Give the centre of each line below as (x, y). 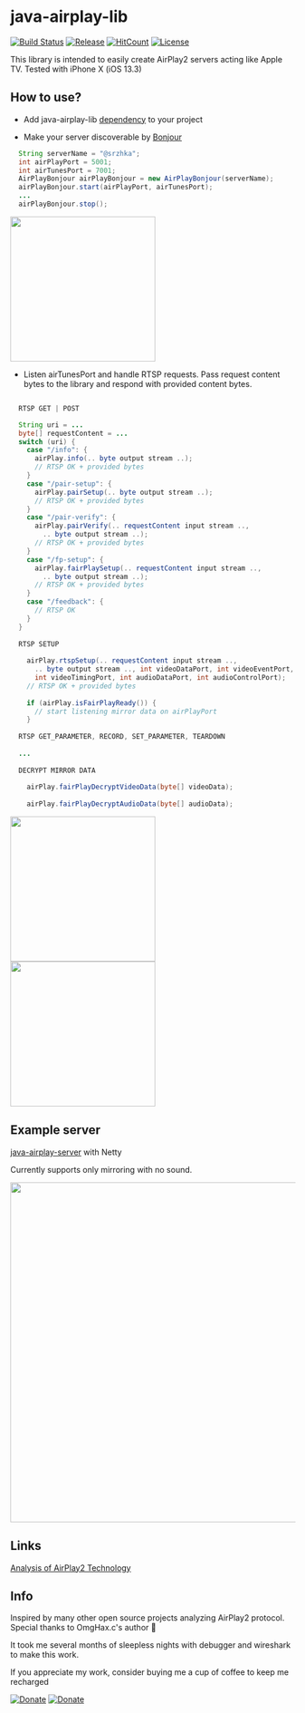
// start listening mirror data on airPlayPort (126, 711)
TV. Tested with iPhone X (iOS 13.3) (76, 69)
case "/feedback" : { (65, 602)
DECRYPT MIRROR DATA (57, 770)
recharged (29, 1682)
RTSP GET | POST (49, 408)
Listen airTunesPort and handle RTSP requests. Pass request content (152, 374)
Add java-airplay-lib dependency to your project (113, 119)
